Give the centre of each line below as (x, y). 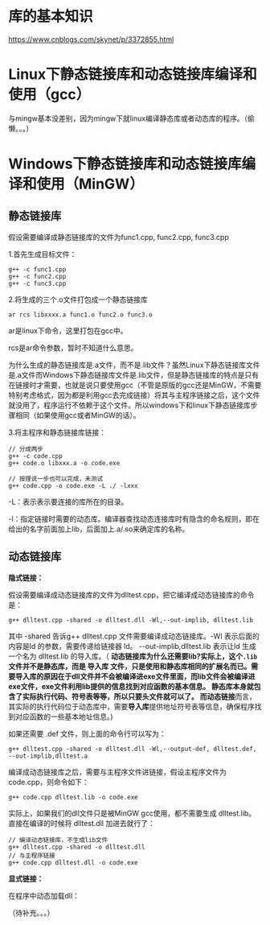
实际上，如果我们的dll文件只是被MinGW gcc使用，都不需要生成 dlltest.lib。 (132, 813)
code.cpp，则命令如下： (49, 782)
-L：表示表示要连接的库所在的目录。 (68, 502)
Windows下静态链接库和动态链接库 (125, 164)
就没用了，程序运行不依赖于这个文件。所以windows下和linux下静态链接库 (129, 405)
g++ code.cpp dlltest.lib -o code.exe (73, 797)
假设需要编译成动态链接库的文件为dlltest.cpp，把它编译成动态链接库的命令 (131, 595)
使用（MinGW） (90, 184)
